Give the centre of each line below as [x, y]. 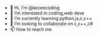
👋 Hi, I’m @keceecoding [35, 8]
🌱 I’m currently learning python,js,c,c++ [51, 18]
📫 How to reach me [31, 29]
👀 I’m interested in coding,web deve [47, 13]
